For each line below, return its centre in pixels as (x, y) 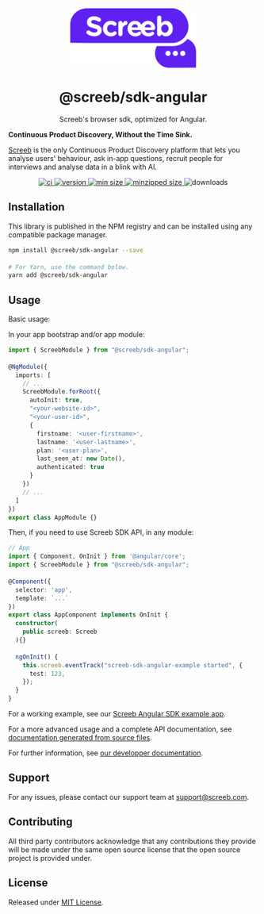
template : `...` (42, 598)
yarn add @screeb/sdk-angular (58, 275)
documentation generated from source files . (80, 738)
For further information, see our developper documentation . (106, 753)
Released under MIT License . (56, 902)
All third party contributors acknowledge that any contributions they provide (132, 841)
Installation (36, 207)
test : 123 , (47, 674)
